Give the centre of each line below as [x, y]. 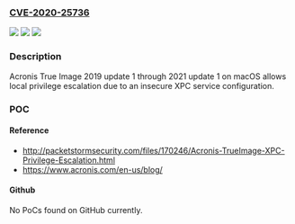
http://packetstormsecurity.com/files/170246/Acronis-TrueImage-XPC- [153, 150]
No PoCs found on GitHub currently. [76, 210]
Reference [29, 130]
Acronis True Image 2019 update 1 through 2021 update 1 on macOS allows [148, 76]
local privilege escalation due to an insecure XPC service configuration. [142, 85]
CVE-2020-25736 [49, 13]
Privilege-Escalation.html [68, 160]
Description [36, 57]
